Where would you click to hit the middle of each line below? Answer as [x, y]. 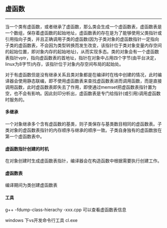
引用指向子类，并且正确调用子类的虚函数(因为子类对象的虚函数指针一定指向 [82, 39]
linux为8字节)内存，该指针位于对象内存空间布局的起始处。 [64, 64]
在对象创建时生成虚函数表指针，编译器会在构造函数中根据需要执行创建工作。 [83, 161]
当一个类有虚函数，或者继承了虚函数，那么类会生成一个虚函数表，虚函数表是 [83, 26]
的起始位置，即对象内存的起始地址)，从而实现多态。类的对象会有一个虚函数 [82, 51]
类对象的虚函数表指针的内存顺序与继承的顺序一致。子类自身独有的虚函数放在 [83, 130]
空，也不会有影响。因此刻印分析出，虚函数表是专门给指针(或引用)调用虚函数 [83, 93]
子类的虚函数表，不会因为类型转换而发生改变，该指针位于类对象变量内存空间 [83, 45]
